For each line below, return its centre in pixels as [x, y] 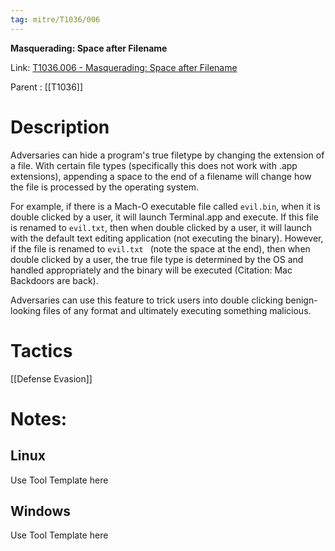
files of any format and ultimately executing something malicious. [177, 310]
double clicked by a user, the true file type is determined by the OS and [157, 259]
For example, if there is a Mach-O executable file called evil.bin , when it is [165, 206]
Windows [40, 511]
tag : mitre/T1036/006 [55, 19]
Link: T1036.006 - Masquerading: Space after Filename [124, 67]
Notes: [39, 418]
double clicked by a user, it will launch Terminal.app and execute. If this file [164, 217]
